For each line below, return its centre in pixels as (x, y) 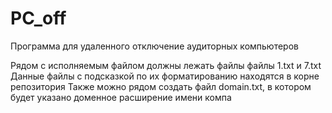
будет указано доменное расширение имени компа (121, 97)
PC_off (38, 18)
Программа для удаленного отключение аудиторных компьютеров (154, 46)
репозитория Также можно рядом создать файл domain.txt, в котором (161, 86)
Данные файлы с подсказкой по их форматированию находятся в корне (165, 76)
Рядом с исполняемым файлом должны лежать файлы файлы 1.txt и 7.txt (166, 65)
